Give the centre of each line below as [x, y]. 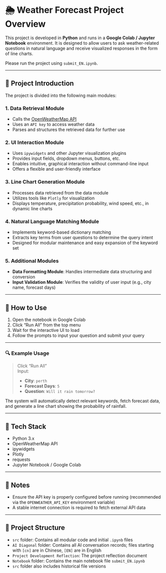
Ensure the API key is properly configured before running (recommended [86, 497]
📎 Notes [18, 485]
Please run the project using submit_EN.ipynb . [52, 63]
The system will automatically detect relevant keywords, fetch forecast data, [83, 401]
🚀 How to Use [26, 308]
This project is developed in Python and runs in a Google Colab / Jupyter [80, 38]
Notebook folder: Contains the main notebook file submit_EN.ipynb [79, 561]
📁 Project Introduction [40, 84]
